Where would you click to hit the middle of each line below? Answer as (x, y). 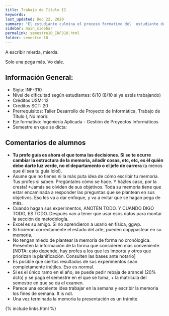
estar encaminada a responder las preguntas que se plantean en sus (83, 192)
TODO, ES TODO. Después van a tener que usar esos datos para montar (87, 213)
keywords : (16, 15)
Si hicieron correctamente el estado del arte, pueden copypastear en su (87, 229)
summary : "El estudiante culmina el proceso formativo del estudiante (82, 24)
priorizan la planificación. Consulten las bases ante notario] (74, 256)
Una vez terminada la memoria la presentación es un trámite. (75, 298)
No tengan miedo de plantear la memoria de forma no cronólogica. (81, 240)
